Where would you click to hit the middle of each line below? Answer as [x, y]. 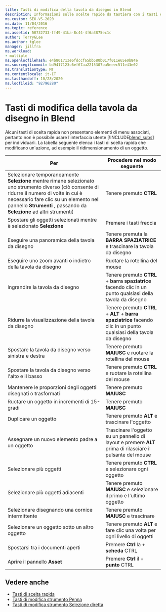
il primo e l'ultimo [125, 495]
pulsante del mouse [128, 455]
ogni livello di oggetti [130, 536]
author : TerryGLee [24, 38]
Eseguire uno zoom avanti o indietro [49, 260]
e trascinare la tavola [130, 246]
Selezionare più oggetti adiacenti [46, 492]
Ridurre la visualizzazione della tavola [51, 320]
